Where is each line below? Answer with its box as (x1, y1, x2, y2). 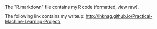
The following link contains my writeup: (5, 14, 85, 19)
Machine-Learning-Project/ (5, 19, 61, 24)
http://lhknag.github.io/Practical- (85, 14, 153, 19)
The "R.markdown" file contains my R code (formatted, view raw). (5, 4, 139, 10)
